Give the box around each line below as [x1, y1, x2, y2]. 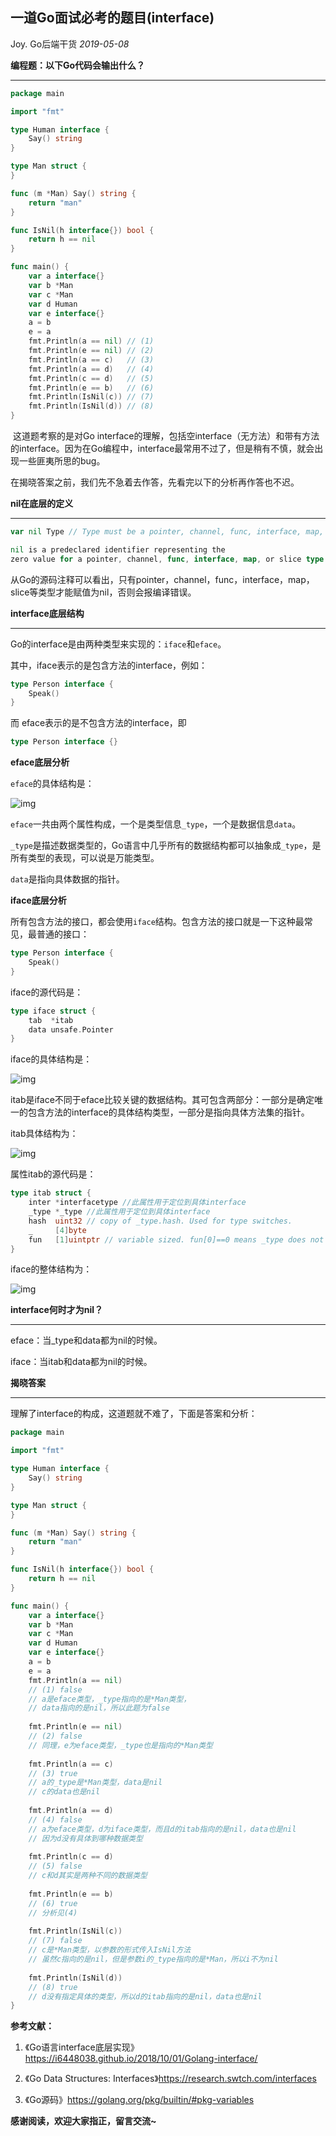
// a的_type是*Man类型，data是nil [28, 1778, 163, 1788]
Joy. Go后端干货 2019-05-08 [10, 38, 130, 50]
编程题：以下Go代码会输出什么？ [10, 59, 146, 71]
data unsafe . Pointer [28, 1024, 114, 1035]
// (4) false [28, 1814, 83, 1825]
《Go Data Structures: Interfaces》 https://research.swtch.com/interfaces [24, 2073, 317, 2085]
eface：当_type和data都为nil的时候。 [10, 1334, 163, 1347]
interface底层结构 [10, 607, 85, 619]
